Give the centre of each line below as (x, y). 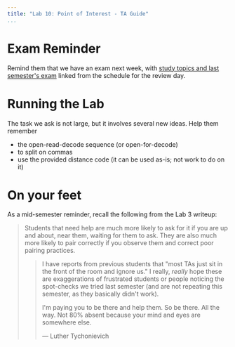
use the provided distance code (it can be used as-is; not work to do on (121, 159)
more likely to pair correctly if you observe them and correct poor (119, 243)
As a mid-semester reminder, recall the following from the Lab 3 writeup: (112, 214)
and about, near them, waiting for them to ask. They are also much (121, 235)
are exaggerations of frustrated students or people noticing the (133, 279)
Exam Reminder (54, 48)
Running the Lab (56, 104)
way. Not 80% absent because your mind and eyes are (121, 315)
